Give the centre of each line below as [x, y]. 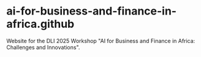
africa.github [40, 24]
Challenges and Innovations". [43, 47]
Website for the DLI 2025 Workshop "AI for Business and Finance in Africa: [101, 41]
